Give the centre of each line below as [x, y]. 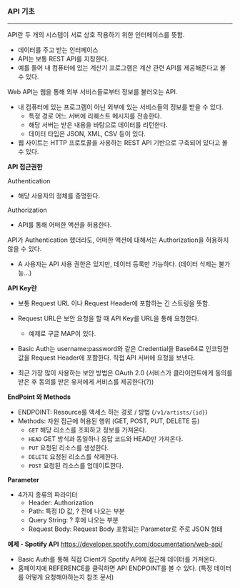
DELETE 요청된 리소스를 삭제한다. [74, 457]
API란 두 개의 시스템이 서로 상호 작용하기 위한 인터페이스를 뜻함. [96, 35]
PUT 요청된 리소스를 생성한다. [69, 448]
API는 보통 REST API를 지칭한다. [63, 59]
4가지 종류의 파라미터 [47, 495]
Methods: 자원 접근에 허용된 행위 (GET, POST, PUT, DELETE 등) [109, 421]
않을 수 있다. [25, 249]
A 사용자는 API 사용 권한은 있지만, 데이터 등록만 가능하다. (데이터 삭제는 [117, 264]
